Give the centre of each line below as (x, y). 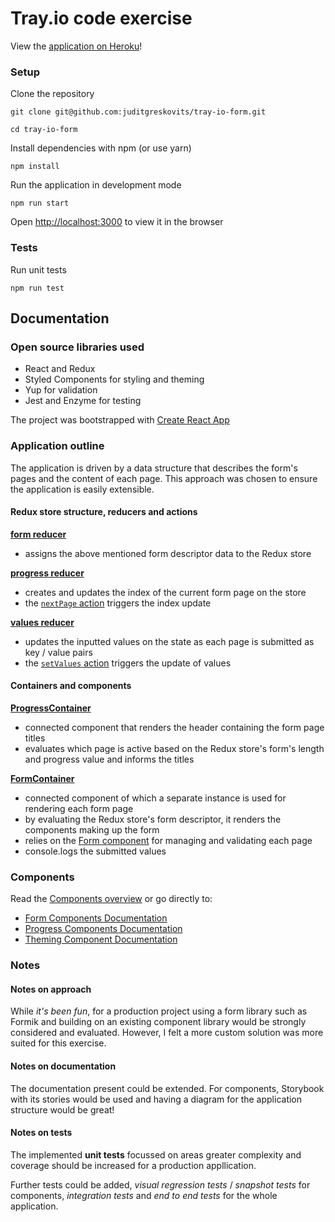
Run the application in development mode (96, 185)
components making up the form (92, 829)
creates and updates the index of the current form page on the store (165, 592)
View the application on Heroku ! (76, 46)
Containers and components (71, 686)
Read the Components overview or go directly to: (111, 899)
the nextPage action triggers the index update (118, 603)
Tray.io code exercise (101, 18)
